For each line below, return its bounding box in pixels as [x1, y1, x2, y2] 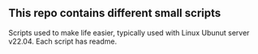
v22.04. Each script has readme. [8, 36, 118, 46]
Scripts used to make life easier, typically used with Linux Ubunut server [8, 27, 250, 37]
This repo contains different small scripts [8, 6, 221, 20]
